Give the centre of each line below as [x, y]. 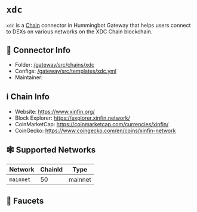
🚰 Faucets [25, 201]
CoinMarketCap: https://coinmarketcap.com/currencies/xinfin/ [92, 124]
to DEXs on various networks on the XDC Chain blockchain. [79, 32]
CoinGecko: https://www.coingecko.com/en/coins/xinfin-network [95, 130]
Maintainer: [29, 77]
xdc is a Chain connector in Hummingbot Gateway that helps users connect [98, 25]
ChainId [52, 170]
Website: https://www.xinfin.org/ [55, 111]
